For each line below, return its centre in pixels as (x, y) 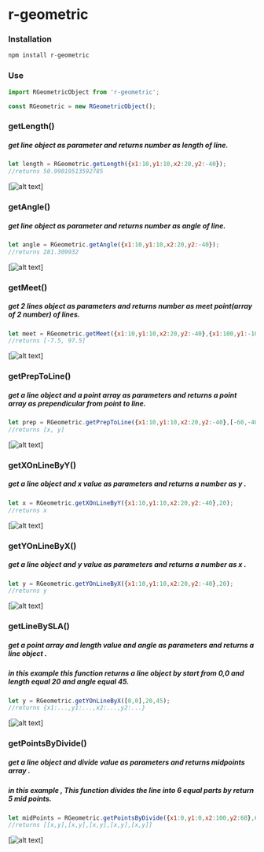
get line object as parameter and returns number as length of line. (118, 145)
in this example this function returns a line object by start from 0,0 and (126, 673)
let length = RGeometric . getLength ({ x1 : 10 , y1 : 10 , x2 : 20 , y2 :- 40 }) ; (117, 164)
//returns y (27, 591)
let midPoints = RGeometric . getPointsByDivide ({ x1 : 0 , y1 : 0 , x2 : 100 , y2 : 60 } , (132, 818)
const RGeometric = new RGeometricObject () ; (82, 106)
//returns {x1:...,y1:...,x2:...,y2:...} (77, 708)
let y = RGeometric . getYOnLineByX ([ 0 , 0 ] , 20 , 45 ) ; (89, 701)
